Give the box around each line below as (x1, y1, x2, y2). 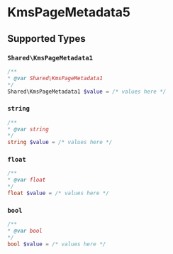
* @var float (7, 177, 46, 184)
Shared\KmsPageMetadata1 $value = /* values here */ (7, 88, 167, 95)
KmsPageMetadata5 (7, 4, 131, 21)
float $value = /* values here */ (7, 189, 110, 197)
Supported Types (7, 33, 86, 45)
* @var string (7, 126, 50, 133)
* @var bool (7, 228, 43, 235)
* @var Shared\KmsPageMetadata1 (7, 74, 103, 82)
